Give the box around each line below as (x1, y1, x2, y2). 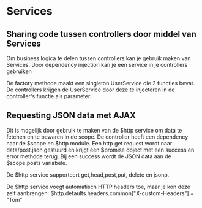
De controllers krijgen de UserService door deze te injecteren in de (6, 86, 175, 93)
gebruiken (6, 67, 32, 75)
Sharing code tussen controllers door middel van (6, 29, 197, 39)
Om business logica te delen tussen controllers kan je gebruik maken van (6, 55, 191, 62)
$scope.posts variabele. (6, 159, 67, 166)
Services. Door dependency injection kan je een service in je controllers (6, 61, 188, 68)
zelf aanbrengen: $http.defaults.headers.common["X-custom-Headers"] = (6, 189, 195, 197)
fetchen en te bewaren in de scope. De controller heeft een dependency (6, 133, 189, 141)
